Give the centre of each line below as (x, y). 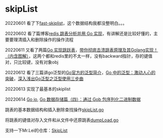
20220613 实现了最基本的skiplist (38, 89)
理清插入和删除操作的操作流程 (43, 39)
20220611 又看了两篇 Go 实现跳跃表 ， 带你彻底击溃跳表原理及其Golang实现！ (82, 50)
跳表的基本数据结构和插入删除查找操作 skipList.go (54, 109)
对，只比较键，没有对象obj (32, 62)
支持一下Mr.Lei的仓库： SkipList (36, 130)
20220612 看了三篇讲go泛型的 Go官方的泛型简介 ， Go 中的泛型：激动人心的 (80, 72)
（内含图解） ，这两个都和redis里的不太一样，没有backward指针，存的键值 (79, 56)
